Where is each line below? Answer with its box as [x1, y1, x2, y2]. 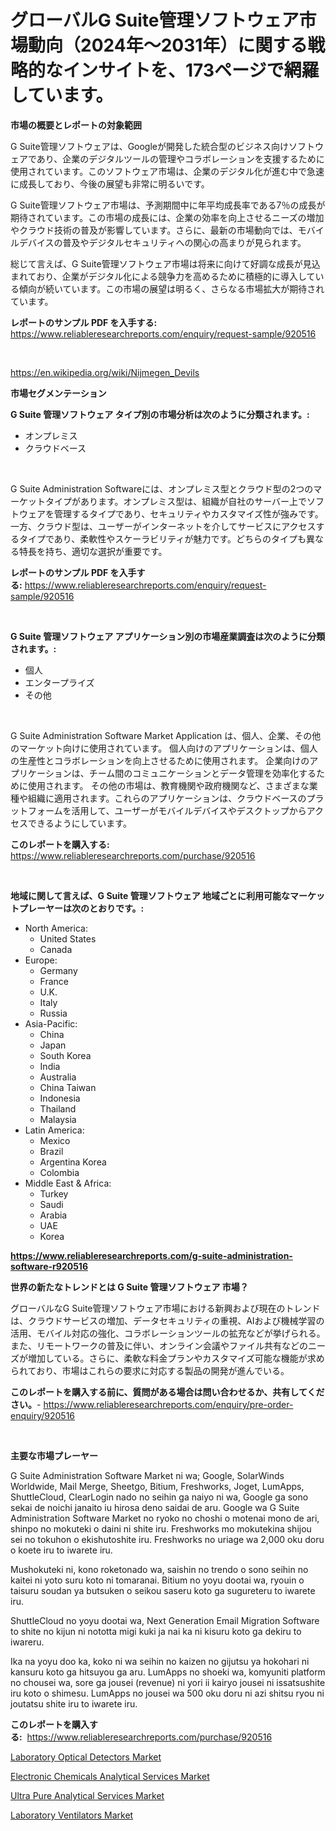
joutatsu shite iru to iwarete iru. [10, 1697, 138, 1710]
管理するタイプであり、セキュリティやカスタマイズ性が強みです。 [53, 507, 324, 520]
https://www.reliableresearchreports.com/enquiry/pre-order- [43, 1398, 294, 1410]
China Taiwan [39, 1081, 97, 1093]
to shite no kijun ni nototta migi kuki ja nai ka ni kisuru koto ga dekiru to [10, 1625, 302, 1637]
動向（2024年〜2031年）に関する [28, 34, 308, 57]
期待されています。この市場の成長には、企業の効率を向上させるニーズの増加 [10, 211, 325, 223]
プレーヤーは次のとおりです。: [18, 902, 145, 914]
